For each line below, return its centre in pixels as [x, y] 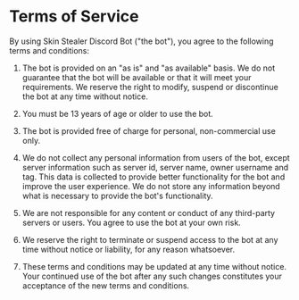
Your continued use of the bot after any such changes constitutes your [152, 276]
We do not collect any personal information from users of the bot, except [156, 157]
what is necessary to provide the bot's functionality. [117, 196]
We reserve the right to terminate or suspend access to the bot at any [150, 239]
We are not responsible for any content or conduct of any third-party [148, 212]
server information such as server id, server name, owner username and [155, 167]
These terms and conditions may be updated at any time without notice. [154, 266]
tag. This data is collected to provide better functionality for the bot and [154, 177]
